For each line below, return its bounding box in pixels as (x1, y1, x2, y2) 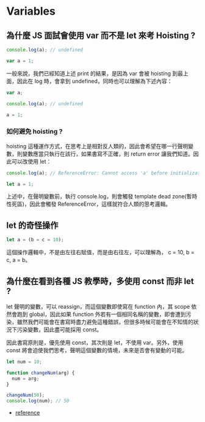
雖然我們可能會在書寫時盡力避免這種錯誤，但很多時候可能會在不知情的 (16, 318, 193, 325)
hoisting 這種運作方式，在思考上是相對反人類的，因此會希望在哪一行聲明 (6, 142, 189, 149)
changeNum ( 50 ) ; (6, 392, 45, 399)
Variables (6, 4, 56, 18)
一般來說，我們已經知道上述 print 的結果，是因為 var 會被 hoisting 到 (6, 69, 178, 77)
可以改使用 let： (11, 157, 52, 165)
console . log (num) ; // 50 (6, 398, 70, 404)
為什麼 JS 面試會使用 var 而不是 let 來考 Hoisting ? (6, 30, 196, 40)
